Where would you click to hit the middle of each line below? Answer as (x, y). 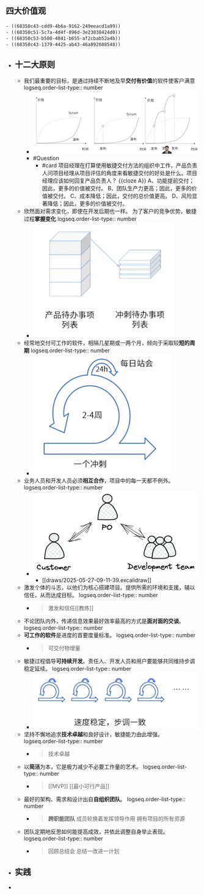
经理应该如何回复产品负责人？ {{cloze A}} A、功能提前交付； (118, 181)
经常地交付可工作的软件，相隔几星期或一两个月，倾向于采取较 (101, 343)
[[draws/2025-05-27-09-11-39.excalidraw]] (97, 580)
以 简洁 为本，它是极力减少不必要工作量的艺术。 (82, 767)
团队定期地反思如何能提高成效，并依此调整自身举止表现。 (96, 832)
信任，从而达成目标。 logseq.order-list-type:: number (91, 595)
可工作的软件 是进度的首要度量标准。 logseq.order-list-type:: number (110, 635)
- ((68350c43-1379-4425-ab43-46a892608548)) (63, 45)
